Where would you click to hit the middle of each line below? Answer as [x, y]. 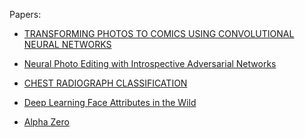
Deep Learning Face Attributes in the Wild [110, 102]
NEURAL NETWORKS [67, 44]
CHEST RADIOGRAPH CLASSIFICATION [105, 83]
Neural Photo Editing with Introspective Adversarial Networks [150, 63]
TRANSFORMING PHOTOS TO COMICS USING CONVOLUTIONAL [159, 33]
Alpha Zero [46, 122]
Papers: [25, 14]
